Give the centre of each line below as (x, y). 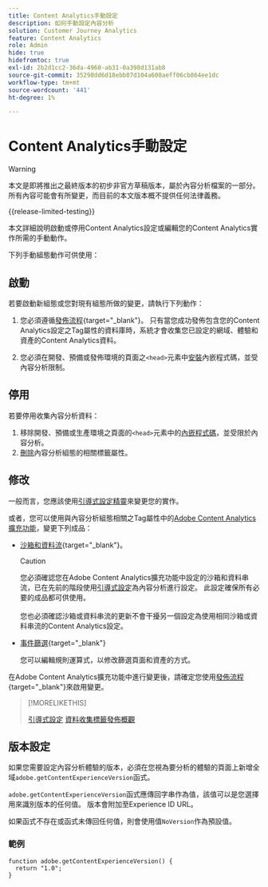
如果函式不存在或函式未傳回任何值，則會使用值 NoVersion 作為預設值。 (122, 821)
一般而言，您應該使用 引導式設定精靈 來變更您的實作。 (96, 501)
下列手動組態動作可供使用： (54, 255)
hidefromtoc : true (39, 61)
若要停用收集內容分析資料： (54, 416)
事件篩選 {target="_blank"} (63, 642)
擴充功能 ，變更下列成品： (50, 527)
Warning (22, 169)
